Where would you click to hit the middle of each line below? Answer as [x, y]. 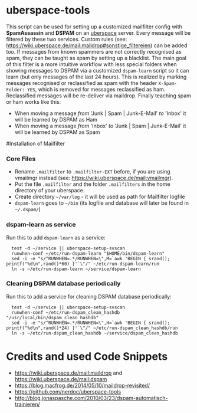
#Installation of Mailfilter [35, 143]
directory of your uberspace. [50, 191]
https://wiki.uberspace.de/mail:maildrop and [68, 373]
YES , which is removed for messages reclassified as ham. [96, 89]
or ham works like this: [33, 101]
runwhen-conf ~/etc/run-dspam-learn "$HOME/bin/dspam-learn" [88, 253]
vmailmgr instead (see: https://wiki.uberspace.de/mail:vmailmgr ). [94, 178]
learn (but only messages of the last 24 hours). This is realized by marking [96, 77]
